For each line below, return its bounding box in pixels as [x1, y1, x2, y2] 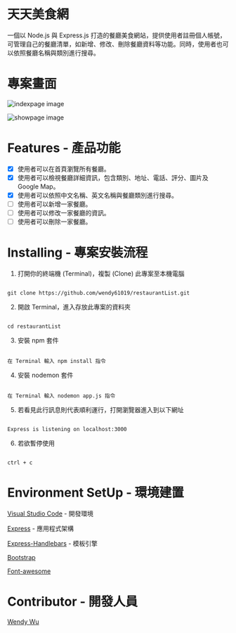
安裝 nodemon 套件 [17, 371, 74, 380]
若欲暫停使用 [17, 439, 55, 447]
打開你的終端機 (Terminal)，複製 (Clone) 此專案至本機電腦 [17, 269, 185, 278]
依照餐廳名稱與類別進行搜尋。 [13, 49, 100, 57]
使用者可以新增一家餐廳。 [17, 200, 92, 208]
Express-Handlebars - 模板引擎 [7, 539, 98, 548]
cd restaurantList [7, 323, 61, 331]
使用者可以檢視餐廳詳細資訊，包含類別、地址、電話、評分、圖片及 [17, 173, 209, 181]
